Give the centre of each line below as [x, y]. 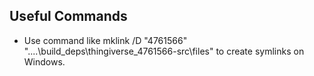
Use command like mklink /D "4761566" [105, 40]
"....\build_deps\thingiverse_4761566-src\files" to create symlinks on [164, 51]
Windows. [44, 61]
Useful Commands [68, 16]
